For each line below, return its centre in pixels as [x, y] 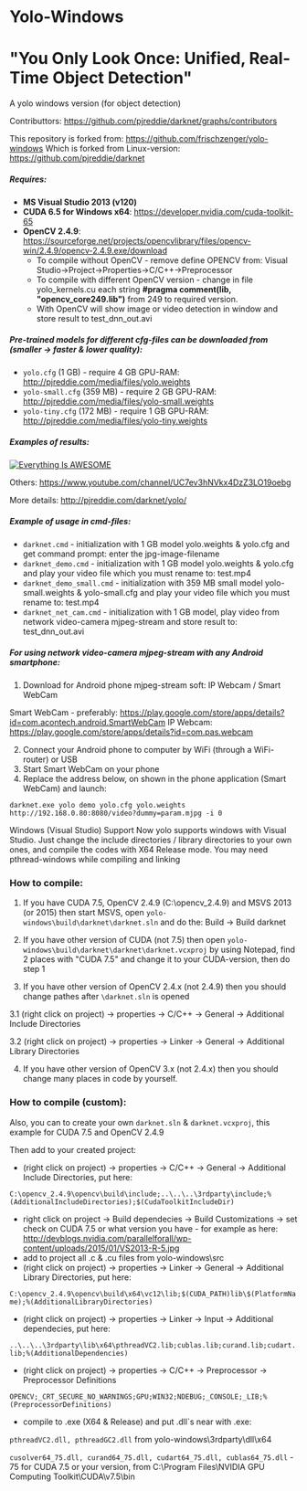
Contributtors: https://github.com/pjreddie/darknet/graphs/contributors [143, 122]
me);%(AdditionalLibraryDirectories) [81, 1302]
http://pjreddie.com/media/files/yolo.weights [106, 382]
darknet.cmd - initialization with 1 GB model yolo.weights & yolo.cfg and [156, 544]
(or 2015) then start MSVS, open [83, 913]
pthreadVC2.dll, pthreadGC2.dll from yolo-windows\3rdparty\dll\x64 [141, 1439]
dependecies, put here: [67, 1328]
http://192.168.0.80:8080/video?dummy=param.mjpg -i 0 [116, 813]
